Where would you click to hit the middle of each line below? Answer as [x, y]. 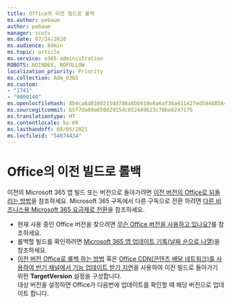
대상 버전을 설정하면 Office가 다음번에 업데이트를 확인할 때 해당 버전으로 [114, 285]
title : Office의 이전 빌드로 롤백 [51, 13]
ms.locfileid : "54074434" [44, 135]
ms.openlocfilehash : [37, 104]
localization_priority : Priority [55, 71]
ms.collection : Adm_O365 [43, 78]
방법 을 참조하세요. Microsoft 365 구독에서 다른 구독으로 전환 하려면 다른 [117, 201]
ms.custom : [23, 84]
